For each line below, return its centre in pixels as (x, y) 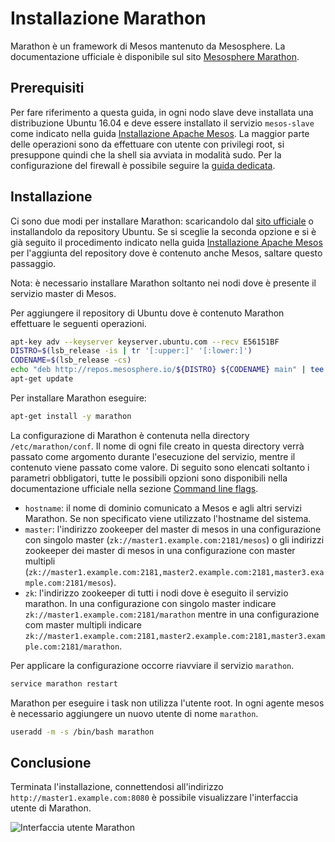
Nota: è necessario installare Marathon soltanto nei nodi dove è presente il (163, 283)
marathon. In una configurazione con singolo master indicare (150, 603)
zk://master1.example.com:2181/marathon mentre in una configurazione (172, 614)
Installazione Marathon (108, 18)
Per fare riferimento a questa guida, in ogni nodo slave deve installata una (162, 112)
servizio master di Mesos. (63, 293)
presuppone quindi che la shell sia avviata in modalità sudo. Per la (146, 154)
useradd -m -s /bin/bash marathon (82, 732)
